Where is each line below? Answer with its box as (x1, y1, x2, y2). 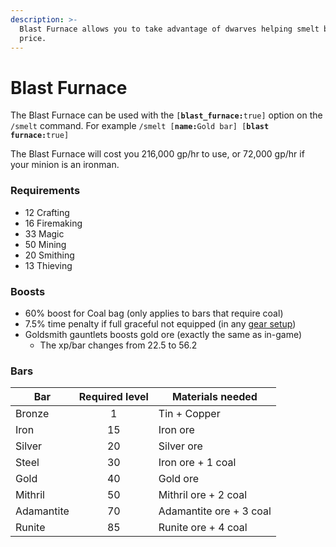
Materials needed (171, 390, 258, 404)
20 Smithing (24, 249, 75, 261)
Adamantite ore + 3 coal (158, 504, 272, 518)
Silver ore (158, 439, 203, 453)
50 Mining (24, 238, 67, 250)
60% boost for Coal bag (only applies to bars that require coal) (24, 307, 284, 319)
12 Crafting (24, 206, 70, 218)
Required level (78, 390, 149, 404)
